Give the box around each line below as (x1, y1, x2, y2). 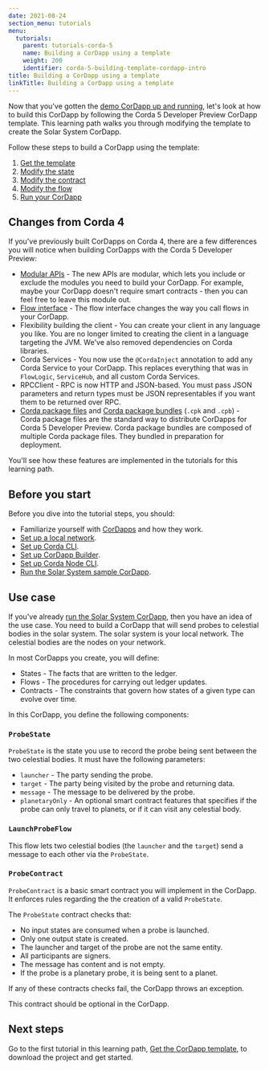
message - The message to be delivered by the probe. (19, 787, 195, 797)
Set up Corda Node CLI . (19, 559, 99, 568)
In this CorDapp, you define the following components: (8, 709, 190, 719)
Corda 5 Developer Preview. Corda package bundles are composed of (19, 423, 252, 433)
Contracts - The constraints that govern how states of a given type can (19, 685, 255, 695)
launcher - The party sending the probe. (19, 770, 153, 780)
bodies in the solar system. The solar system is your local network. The (8, 629, 244, 638)
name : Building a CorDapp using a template (22, 49, 171, 57)
